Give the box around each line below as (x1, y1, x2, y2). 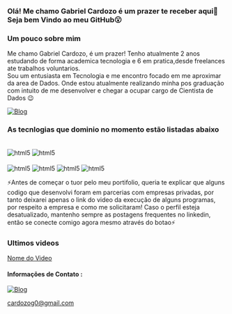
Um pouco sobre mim (7, 33, 82, 43)
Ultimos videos (7, 238, 59, 248)
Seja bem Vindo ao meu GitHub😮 (7, 15, 122, 24)
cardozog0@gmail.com (7, 299, 75, 307)
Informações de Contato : (7, 269, 83, 278)
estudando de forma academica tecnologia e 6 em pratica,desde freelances (7, 57, 225, 65)
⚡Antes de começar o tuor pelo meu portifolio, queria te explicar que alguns (7, 178, 225, 187)
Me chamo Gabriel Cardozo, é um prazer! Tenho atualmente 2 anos (7, 49, 201, 58)
